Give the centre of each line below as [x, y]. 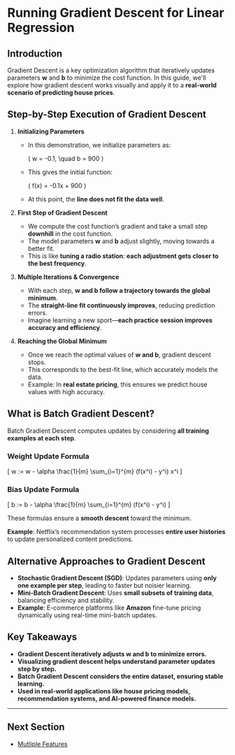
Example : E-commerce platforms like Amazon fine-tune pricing [109, 608]
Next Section [36, 727]
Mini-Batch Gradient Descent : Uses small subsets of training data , [115, 593]
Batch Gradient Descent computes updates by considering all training [108, 431]
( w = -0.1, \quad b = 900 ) [66, 158]
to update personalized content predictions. [70, 539]
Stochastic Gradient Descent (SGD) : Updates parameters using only [117, 578]
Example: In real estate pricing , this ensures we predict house [117, 384]
